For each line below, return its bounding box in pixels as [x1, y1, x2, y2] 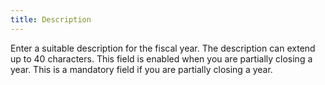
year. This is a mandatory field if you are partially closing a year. [10, 63, 273, 75]
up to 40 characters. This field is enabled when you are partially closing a [10, 52, 313, 65]
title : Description [10, 14, 92, 25]
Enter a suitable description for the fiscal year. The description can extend [10, 42, 316, 54]
